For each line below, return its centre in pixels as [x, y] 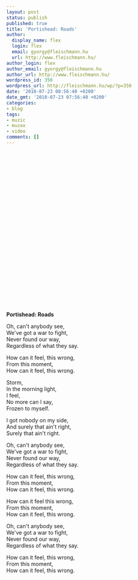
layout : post [23, 12]
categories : [21, 103]
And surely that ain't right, [39, 427]
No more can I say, [30, 402]
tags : [13, 114]
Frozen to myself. [28, 408]
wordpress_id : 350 [29, 80]
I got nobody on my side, [37, 420]
